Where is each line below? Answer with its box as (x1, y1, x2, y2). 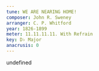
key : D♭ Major (6, 37, 42, 43)
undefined (6, 58, 32, 66)
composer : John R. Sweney (6, 14, 71, 20)
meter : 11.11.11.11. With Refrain (6, 31, 94, 37)
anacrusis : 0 (6, 43, 39, 49)
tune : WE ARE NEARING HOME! (6, 8, 77, 15)
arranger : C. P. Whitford (6, 20, 71, 26)
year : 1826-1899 (6, 25, 47, 32)
